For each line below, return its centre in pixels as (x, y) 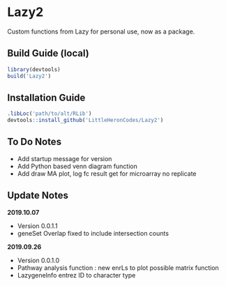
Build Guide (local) (48, 53)
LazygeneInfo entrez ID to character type (76, 275)
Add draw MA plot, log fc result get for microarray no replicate (107, 173)
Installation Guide (46, 97)
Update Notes (38, 196)
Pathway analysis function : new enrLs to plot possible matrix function (118, 268)
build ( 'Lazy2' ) (29, 76)
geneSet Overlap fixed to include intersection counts (93, 233)
